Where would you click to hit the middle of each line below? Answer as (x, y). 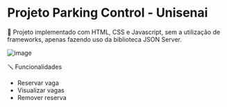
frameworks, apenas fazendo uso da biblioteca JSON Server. (94, 39)
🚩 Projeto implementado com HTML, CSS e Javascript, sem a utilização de (114, 32)
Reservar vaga (38, 83)
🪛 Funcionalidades (35, 67)
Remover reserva (42, 97)
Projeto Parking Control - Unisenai (108, 13)
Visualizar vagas (41, 90)
